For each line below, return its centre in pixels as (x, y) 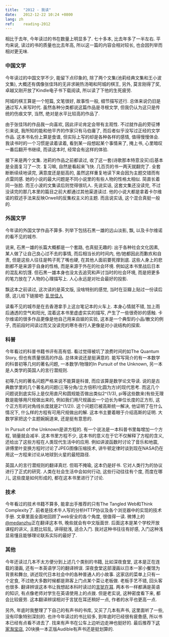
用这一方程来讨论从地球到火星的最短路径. (48, 455)
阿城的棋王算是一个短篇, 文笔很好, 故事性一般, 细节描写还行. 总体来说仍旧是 (83, 101)
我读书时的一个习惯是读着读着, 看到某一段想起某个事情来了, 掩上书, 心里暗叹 (84, 143)
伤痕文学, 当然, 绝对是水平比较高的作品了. (57, 113)
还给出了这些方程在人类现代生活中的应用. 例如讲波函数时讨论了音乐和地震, (82, 442)
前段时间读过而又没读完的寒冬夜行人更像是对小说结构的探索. (79, 325)
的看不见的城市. (21, 236)
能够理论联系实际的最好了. (50, 535)
